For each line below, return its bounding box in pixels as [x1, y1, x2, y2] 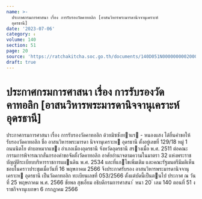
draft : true [6, 59, 36, 65]
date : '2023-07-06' [6, 25, 55, 32]
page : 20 [6, 48, 28, 54]
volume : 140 [6, 37, 36, 43]
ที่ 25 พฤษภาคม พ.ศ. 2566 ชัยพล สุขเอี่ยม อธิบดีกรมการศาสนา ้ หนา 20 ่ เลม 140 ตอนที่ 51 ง [6, 179, 195, 186]
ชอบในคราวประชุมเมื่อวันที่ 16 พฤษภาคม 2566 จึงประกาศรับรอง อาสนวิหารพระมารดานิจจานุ [6, 165, 189, 173]
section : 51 [6, 43, 36, 49]
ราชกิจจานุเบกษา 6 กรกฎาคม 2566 [6, 186, 78, 193]
